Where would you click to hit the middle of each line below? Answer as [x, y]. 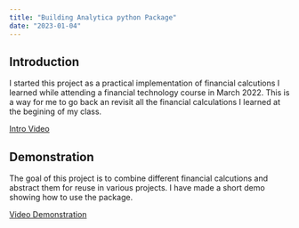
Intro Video [30, 129]
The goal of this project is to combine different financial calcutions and [139, 178]
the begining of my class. [56, 111]
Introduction [44, 62]
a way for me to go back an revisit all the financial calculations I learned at [145, 102]
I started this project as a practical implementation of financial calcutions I [145, 83]
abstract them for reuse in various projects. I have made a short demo [137, 188]
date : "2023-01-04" [45, 26]
